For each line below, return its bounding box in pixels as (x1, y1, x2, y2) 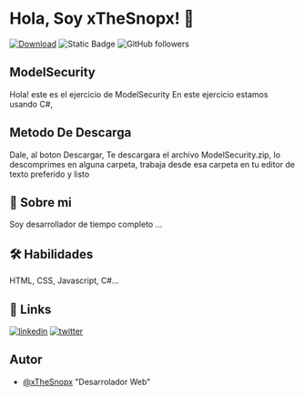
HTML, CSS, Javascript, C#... (9, 275, 119, 286)
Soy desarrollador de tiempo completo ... (9, 218, 163, 230)
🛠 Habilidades (9, 246, 94, 262)
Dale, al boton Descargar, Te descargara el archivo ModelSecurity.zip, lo (9, 149, 280, 160)
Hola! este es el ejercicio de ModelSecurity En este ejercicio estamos (9, 88, 269, 99)
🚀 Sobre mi (9, 195, 72, 210)
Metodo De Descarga (9, 125, 132, 140)
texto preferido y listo (9, 168, 90, 179)
